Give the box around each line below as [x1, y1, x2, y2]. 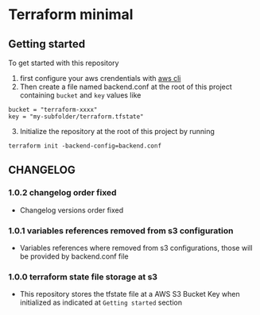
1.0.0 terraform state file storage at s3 [8, 271, 157, 282]
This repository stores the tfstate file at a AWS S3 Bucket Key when [19, 290, 240, 299]
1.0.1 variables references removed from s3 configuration [8, 225, 234, 236]
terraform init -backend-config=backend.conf [8, 142, 161, 150]
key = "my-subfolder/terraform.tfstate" [8, 113, 145, 121]
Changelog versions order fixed [19, 205, 124, 215]
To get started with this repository [8, 58, 119, 67]
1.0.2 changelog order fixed [8, 187, 117, 198]
